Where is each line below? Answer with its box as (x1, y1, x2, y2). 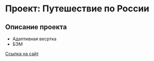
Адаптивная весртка (12, 36, 56, 42)
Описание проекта (5, 23, 67, 31)
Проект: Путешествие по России (5, 3, 149, 14)
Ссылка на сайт (5, 51, 39, 57)
